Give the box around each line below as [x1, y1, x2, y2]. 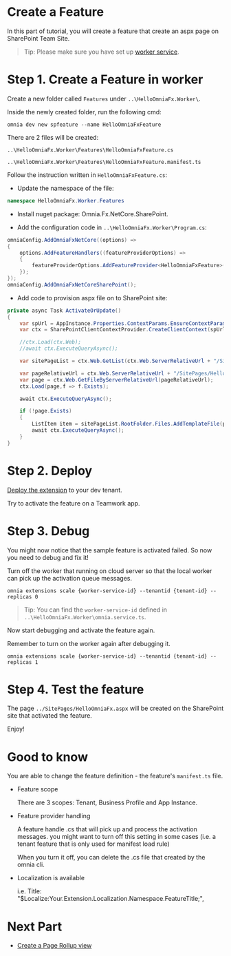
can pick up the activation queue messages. [7, 574, 133, 582]
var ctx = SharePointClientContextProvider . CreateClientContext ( [19, 326, 211, 333]
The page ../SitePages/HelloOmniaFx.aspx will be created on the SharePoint [7, 704, 224, 713]
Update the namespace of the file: [16, 184, 114, 192]
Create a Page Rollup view [16, 942, 92, 950]
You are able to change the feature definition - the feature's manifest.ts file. [7, 772, 223, 780]
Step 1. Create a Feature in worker [7, 72, 203, 87]
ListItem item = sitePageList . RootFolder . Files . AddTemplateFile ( [32, 421, 223, 428]
